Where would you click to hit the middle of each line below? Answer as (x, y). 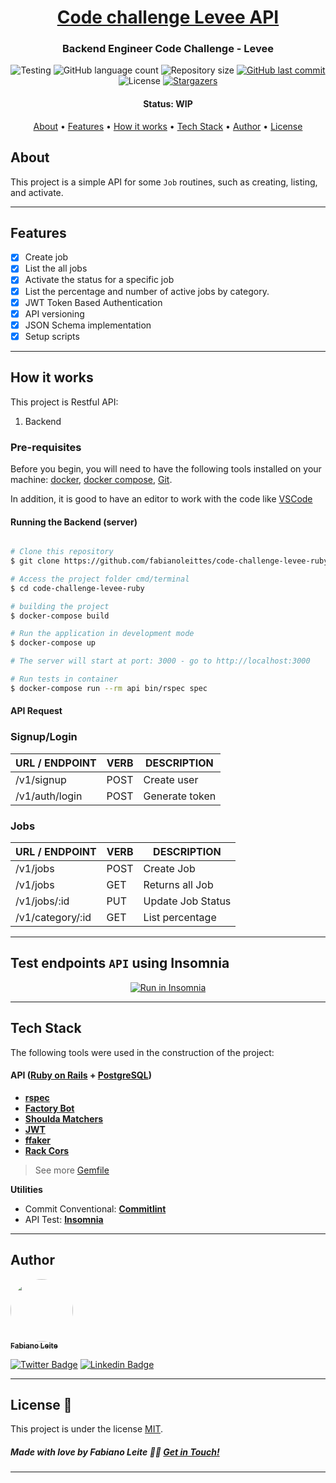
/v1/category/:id (53, 917)
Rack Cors (47, 1150)
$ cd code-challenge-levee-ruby (77, 588)
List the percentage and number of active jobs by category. (147, 291)
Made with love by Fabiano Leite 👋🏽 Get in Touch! (115, 1452)
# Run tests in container (64, 679)
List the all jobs (56, 268)
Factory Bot (49, 1108)
